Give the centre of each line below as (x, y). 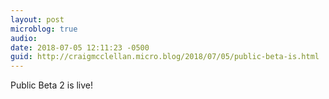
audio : (24, 38)
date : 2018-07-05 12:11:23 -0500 (80, 47)
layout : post (37, 19)
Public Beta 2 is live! (52, 85)
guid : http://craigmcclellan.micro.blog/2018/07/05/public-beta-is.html (165, 57)
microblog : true (44, 29)
